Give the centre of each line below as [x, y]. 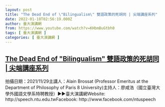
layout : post [19, 10]
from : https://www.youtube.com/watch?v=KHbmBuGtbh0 [60, 28]
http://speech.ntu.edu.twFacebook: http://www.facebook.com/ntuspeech [81, 99]
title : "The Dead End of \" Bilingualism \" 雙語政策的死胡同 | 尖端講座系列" [82, 14]
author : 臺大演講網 [23, 24]
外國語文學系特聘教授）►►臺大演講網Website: [57, 94]
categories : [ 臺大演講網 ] [32, 38]
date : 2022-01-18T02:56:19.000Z [39, 19]
